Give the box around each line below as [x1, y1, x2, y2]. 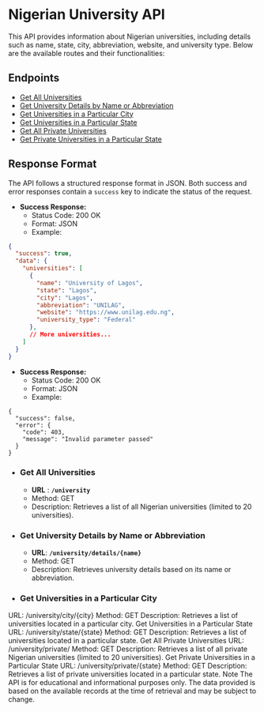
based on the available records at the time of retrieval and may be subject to [8, 686, 257, 696]
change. [8, 695, 36, 704]
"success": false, [15, 414, 77, 422]
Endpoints [8, 71, 60, 85]
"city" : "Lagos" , [36, 294, 93, 302]
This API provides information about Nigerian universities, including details [8, 32, 251, 41]
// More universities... [28, 330, 111, 339]
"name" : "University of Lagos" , [36, 279, 144, 287]
